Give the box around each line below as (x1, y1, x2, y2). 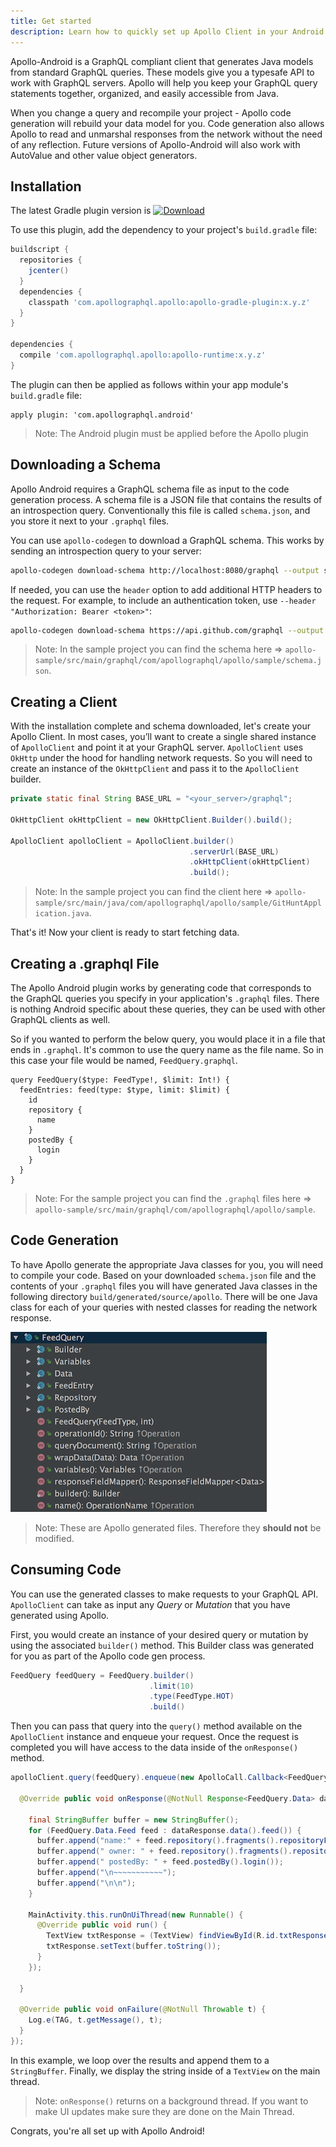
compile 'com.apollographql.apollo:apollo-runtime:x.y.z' (19, 350, 267, 360)
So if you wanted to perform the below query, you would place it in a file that (10, 1033, 326, 1045)
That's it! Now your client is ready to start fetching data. (10, 926, 240, 939)
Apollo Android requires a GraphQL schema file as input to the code (10, 483, 290, 495)
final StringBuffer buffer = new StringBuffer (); (28, 1815, 240, 1825)
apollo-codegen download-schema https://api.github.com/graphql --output (10, 625, 325, 635)
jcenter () (28, 266, 70, 276)
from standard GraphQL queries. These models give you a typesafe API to (10, 66, 315, 78)
